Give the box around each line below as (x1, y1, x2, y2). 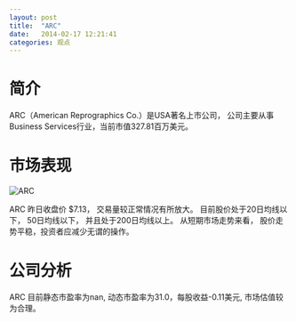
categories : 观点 (9, 37, 71, 47)
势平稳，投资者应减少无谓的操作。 (9, 226, 134, 237)
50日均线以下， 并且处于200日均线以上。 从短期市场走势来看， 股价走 (26, 215, 284, 226)
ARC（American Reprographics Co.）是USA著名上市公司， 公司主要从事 (9, 110, 274, 121)
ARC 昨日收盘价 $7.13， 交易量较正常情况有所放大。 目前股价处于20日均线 (9, 204, 280, 214)
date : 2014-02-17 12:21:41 (9, 29, 117, 38)
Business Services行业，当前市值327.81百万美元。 (9, 121, 194, 132)
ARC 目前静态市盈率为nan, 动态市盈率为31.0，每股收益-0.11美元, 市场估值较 (9, 292, 284, 302)
